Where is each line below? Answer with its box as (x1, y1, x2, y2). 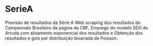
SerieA (5, 3, 33, 15)
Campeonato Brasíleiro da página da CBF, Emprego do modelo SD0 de (5, 24, 149, 30)
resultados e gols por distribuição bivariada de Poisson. (5, 35, 118, 41)
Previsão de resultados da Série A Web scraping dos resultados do (5, 20, 141, 25)
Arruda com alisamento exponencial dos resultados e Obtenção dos (5, 30, 143, 36)
